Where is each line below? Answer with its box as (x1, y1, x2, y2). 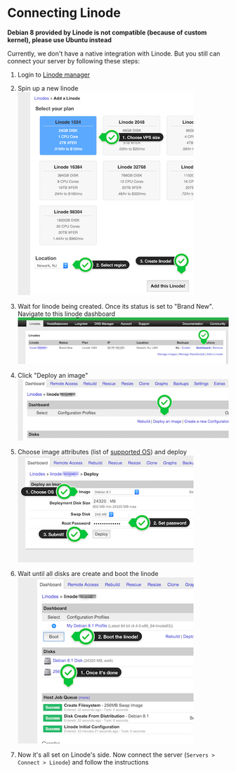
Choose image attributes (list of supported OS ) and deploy (17, 447, 188, 456)
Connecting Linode (7, 5, 121, 21)
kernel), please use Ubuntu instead (7, 35, 112, 44)
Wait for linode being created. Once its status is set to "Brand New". (17, 302, 214, 310)
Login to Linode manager (17, 70, 90, 79)
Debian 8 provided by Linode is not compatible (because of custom (7, 28, 207, 37)
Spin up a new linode (17, 84, 79, 92)
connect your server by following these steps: (7, 56, 140, 65)
